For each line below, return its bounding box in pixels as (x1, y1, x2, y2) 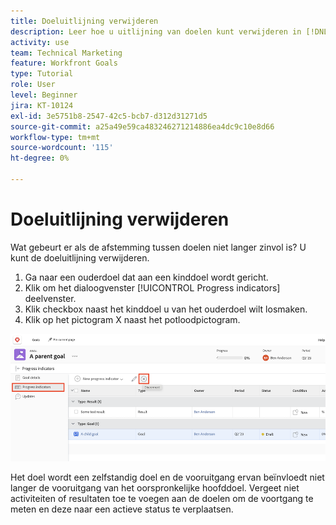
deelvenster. (24, 292, 77, 304)
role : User (10, 80, 56, 90)
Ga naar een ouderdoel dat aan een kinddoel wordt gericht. (24, 271, 269, 283)
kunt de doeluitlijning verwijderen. (10, 251, 150, 264)
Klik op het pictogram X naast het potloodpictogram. (24, 313, 241, 325)
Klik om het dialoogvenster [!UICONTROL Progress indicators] (24, 281, 281, 294)
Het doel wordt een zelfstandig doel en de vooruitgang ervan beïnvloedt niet (10, 471, 325, 483)
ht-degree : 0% (10, 153, 70, 164)
